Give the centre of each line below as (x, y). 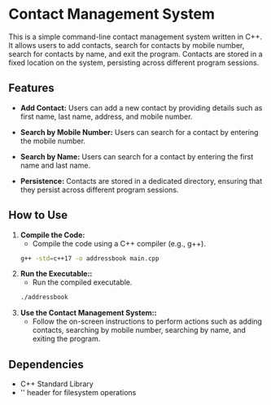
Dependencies (46, 364)
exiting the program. (66, 339)
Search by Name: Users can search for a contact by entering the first (137, 156)
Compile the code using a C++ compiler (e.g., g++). (119, 243)
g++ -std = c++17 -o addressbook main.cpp (90, 258)
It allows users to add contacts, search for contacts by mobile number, (127, 45)
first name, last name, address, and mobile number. (106, 116)
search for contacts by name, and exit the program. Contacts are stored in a (135, 54)
